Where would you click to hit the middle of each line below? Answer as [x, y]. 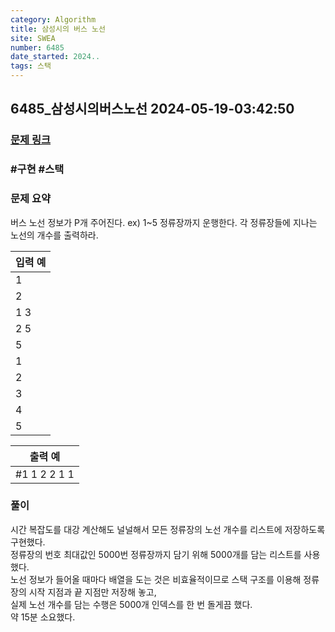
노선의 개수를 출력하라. [54, 235]
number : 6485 [37, 47]
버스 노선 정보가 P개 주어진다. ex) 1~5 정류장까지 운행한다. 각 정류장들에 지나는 [164, 222]
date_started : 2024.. [55, 57]
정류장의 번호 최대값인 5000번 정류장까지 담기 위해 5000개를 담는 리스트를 [156, 554]
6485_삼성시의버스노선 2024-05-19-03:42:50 [152, 109]
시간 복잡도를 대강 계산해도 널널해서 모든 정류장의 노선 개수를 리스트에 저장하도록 [168, 529]
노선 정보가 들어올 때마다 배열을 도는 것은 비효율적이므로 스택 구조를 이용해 [156, 579]
